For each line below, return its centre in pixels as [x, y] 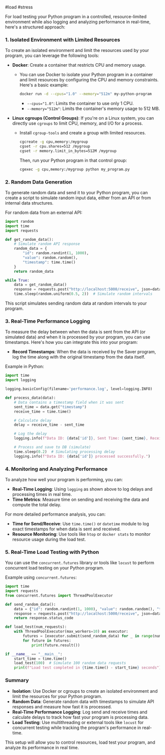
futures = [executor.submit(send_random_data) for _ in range [88, 636]
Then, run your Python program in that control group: [73, 160]
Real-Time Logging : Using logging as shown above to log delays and [82, 489]
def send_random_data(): [30, 604]
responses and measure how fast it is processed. [62, 706]
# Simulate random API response [47, 244]
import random [20, 221]
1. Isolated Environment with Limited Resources [63, 40]
